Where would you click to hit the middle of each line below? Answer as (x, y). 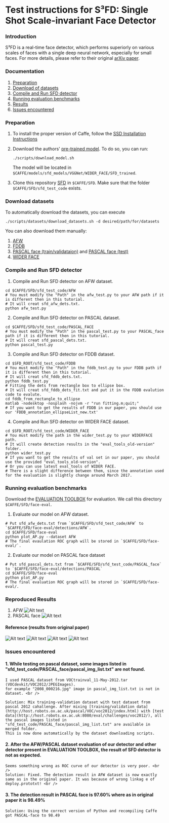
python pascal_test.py (29, 345)
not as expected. (23, 755)
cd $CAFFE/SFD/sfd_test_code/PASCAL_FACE (50, 327)
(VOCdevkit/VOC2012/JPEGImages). (40, 684)
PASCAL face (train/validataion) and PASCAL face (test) (71, 252)
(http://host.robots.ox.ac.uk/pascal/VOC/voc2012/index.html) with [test (85, 711)
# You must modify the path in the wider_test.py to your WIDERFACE (79, 435)
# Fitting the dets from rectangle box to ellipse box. (65, 385)
